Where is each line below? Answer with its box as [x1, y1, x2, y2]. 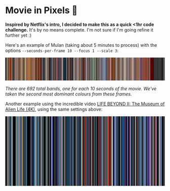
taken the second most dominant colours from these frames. [5, 91, 132, 97]
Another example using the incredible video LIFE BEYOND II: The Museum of [5, 101, 165, 107]
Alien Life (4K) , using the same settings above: [5, 106, 103, 112]
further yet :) [5, 32, 32, 38]
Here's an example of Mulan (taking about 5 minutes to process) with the [5, 42, 157, 48]
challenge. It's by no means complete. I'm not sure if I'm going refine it [5, 26, 153, 33]
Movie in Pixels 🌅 [5, 5, 78, 16]
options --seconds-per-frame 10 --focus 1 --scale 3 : [5, 47, 119, 53]
